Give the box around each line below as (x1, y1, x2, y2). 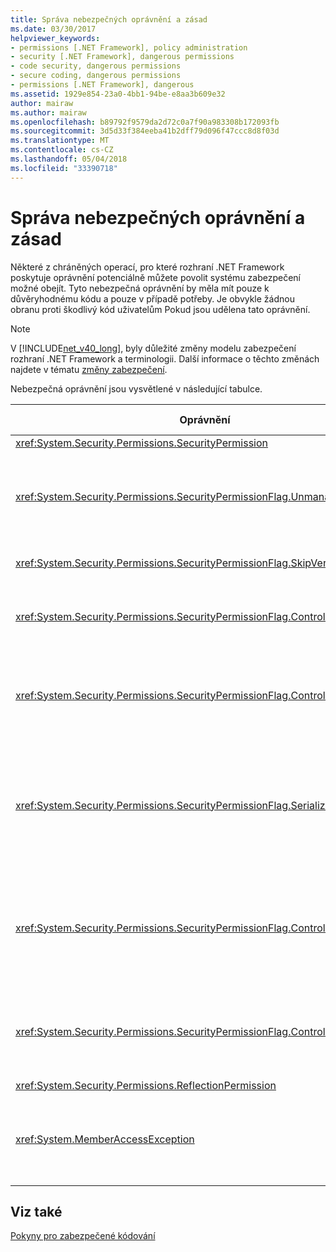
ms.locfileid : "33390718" (10, 163, 118, 173)
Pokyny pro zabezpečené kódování (10, 1230, 156, 1242)
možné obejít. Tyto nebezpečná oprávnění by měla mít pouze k (10, 282, 270, 294)
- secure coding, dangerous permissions (10, 71, 182, 81)
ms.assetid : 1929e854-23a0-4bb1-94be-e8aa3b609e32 (10, 89, 226, 99)
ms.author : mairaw (10, 107, 87, 118)
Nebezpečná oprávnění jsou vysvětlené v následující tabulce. (10, 382, 263, 395)
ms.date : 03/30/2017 (10, 24, 97, 34)
